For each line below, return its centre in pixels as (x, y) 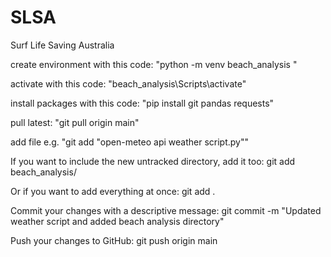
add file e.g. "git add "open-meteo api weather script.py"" (129, 142)
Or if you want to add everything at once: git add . (113, 191)
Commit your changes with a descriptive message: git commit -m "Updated (166, 210)
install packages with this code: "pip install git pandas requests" (142, 103)
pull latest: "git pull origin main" (75, 122)
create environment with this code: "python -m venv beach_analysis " (154, 64)
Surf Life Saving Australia (62, 45)
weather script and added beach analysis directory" (117, 221)
